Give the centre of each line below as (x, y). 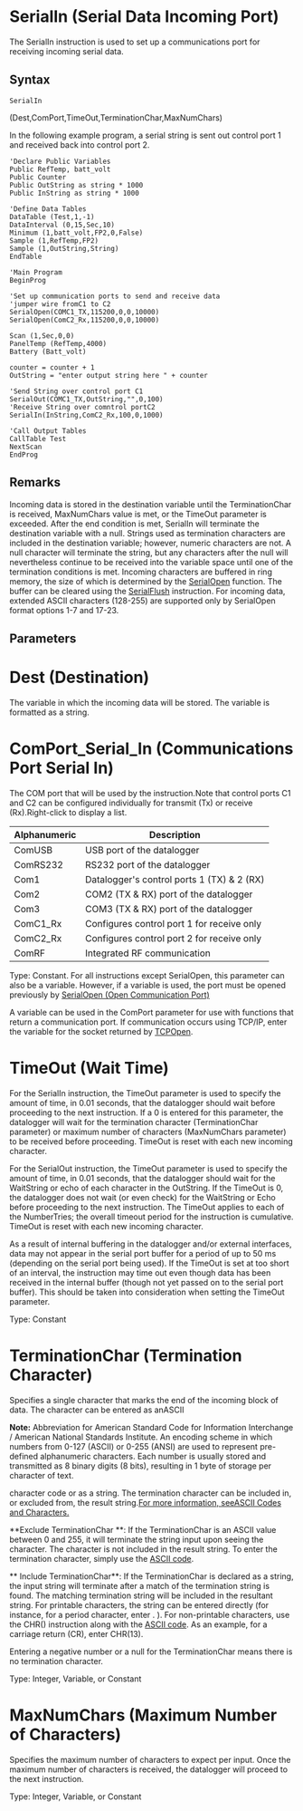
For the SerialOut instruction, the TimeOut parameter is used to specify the (148, 1168)
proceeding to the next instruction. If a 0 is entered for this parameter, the (147, 1113)
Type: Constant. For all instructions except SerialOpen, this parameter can (147, 975)
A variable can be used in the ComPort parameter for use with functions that (151, 1012)
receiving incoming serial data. (66, 51)
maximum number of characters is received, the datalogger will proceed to (148, 1769)
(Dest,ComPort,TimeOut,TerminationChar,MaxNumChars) (116, 117)
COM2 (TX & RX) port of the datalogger (169, 894)
